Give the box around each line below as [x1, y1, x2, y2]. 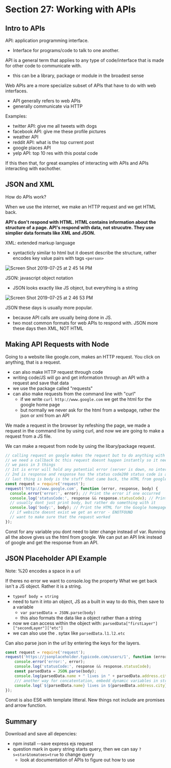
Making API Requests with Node [5, 340, 109, 349]
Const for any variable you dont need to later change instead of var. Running [5, 529, 166, 535]
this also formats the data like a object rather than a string [20, 614, 141, 621]
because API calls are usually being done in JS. [12, 314, 112, 320]
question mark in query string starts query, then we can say [12, 746, 138, 752]
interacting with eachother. [5, 165, 62, 172]
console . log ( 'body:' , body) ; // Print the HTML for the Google [10, 505, 147, 510]
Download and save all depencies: [5, 731, 77, 737]
